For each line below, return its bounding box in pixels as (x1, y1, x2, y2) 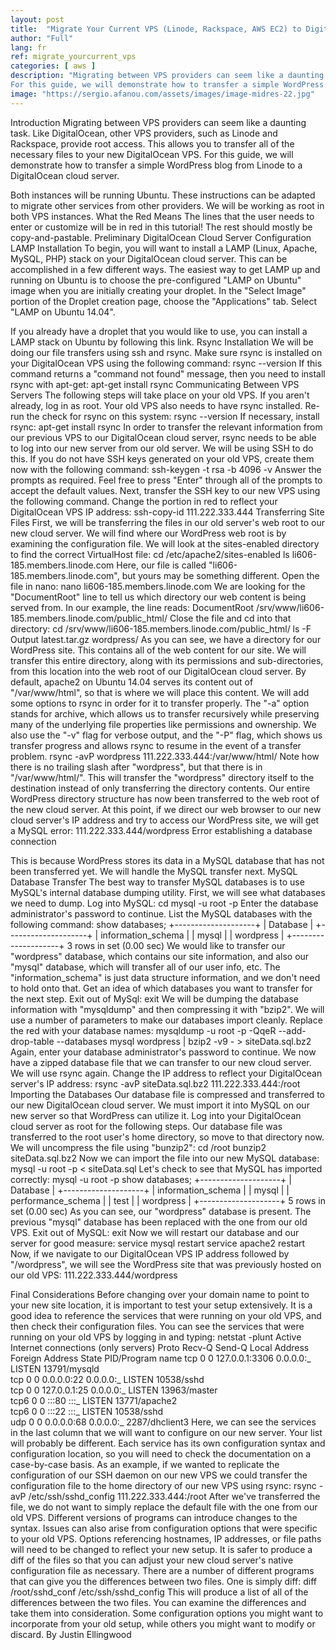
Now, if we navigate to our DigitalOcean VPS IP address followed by (10, 1247, 290, 1260)
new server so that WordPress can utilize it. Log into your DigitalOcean (10, 1109, 302, 1121)
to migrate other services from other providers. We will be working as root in (10, 199, 325, 211)
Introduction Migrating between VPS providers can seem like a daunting (10, 116, 307, 128)
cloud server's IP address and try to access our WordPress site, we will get (10, 814, 320, 826)
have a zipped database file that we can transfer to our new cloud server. (10, 1056, 312, 1068)
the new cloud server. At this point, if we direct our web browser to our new (10, 803, 322, 815)
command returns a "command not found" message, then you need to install (10, 367, 326, 380)
